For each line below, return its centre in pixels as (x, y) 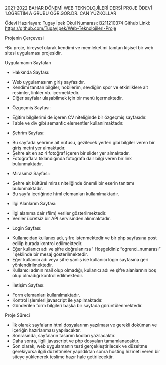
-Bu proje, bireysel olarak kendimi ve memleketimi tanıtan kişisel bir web (79, 47)
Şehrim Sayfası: (28, 133)
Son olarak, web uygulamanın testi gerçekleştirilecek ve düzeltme (80, 346)
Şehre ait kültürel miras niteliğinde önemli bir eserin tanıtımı (73, 183)
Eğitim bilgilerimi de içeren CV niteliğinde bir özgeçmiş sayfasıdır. (79, 117)
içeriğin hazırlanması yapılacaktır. (47, 330)
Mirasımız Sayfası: (31, 173)
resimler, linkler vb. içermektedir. (46, 93)
